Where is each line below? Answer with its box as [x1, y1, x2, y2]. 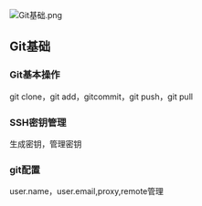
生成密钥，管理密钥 [9, 138, 82, 149]
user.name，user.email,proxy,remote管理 [9, 186, 165, 197]
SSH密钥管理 [9, 116, 67, 129]
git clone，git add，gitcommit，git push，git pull [9, 91, 194, 102]
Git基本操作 [9, 68, 61, 81]
